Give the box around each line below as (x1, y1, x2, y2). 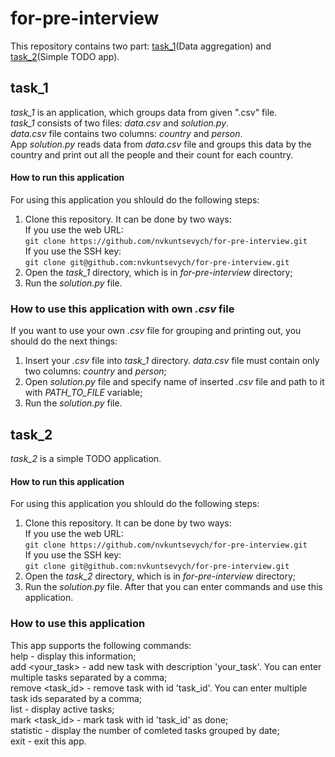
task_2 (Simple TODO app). (10, 50, 120, 62)
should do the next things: (10, 335, 118, 347)
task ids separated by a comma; (10, 692, 143, 704)
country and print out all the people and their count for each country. (10, 148, 294, 161)
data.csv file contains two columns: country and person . (10, 127, 243, 139)
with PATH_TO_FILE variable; (24, 387, 143, 399)
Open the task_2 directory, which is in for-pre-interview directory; (24, 570, 297, 582)
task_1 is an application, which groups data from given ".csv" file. (10, 106, 278, 118)
